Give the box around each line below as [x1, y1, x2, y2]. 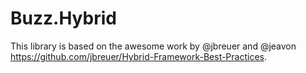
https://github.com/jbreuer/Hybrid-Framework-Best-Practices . [10, 50, 268, 62]
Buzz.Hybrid [10, 7, 117, 30]
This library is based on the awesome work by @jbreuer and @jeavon [10, 40, 297, 52]
